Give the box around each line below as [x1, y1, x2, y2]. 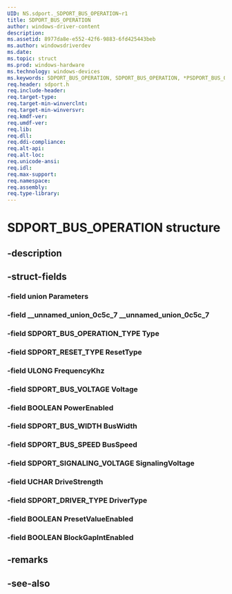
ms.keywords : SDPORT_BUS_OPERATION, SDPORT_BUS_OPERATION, [7, 74, 181, 82]
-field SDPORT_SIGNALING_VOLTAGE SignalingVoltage [7, 458, 195, 468]
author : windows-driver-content [7, 23, 100, 30]
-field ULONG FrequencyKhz [7, 366, 105, 375]
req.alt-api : [7, 145, 45, 152]
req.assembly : [7, 184, 48, 191]
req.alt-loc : [7, 151, 45, 159]
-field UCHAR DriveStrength [7, 477, 104, 487]
